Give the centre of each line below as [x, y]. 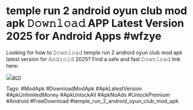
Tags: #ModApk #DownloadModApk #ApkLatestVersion [74, 88]
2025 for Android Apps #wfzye [84, 36]
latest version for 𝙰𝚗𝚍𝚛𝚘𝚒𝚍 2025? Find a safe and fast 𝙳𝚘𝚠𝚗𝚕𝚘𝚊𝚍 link [94, 59]
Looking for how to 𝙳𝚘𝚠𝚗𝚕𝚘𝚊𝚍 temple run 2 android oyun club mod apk [94, 52]
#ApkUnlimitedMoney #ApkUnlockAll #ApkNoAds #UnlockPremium [88, 95]
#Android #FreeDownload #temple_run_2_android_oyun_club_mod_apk [92, 101]
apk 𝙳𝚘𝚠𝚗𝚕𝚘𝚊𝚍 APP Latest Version [95, 23]
